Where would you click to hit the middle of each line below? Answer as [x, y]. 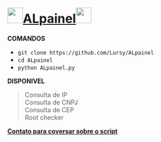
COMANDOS [26, 38]
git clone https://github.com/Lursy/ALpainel [85, 53]
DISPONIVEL [26, 81]
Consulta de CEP [49, 109]
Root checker [44, 117]
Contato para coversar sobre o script [62, 131]
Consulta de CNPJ [51, 102]
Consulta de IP [46, 94]
